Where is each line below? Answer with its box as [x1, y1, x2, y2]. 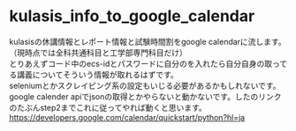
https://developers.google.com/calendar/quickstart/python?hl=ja [9, 112, 246, 122]
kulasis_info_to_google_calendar [9, 6, 255, 26]
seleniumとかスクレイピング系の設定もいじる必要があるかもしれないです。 [9, 80, 281, 91]
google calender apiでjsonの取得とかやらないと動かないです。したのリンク [9, 91, 282, 102]
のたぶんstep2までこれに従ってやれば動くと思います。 [9, 102, 208, 113]
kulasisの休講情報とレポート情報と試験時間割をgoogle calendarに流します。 [9, 36, 286, 47]
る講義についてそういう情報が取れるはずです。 [9, 69, 178, 80]
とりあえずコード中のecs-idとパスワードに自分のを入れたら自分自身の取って [9, 58, 288, 69]
